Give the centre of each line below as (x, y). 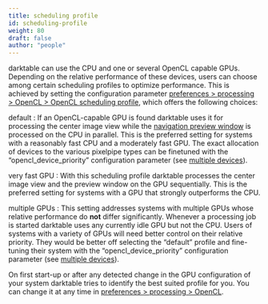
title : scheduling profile (53, 16)
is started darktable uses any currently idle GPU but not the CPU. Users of (130, 226)
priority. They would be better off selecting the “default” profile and (119, 242)
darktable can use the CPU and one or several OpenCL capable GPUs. (124, 68)
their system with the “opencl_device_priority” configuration (130, 251)
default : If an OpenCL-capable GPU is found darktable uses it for (116, 118)
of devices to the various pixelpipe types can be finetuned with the (118, 152)
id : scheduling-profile (48, 23)
